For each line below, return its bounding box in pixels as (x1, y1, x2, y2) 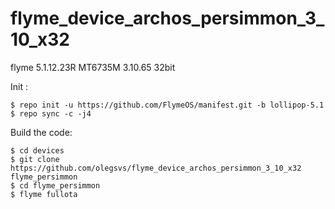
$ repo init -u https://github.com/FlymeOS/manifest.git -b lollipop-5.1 (10, 100, 325, 110)
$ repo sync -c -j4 (10, 108, 92, 119)
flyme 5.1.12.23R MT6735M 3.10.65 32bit (10, 61, 176, 73)
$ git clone (10, 154, 60, 164)
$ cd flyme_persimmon (10, 180, 101, 191)
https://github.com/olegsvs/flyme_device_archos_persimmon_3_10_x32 (10, 163, 302, 173)
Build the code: (10, 126, 73, 138)
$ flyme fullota (10, 189, 78, 199)
